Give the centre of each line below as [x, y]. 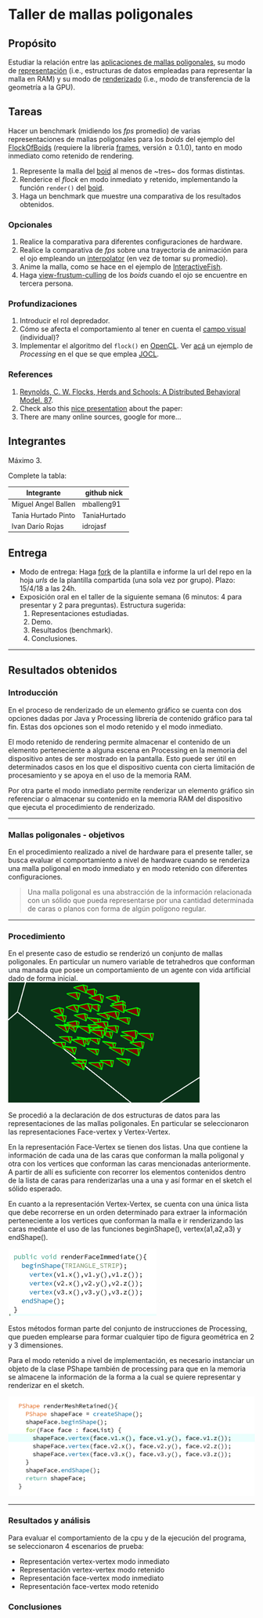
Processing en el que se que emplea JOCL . [89, 354]
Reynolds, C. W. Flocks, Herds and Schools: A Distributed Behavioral [130, 392]
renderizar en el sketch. [46, 1386]
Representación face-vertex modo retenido [89, 1586]
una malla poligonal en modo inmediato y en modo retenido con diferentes [128, 869]
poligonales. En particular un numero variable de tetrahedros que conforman [131, 962]
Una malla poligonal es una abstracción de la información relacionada [139, 892]
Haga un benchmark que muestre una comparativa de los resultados [130, 196]
